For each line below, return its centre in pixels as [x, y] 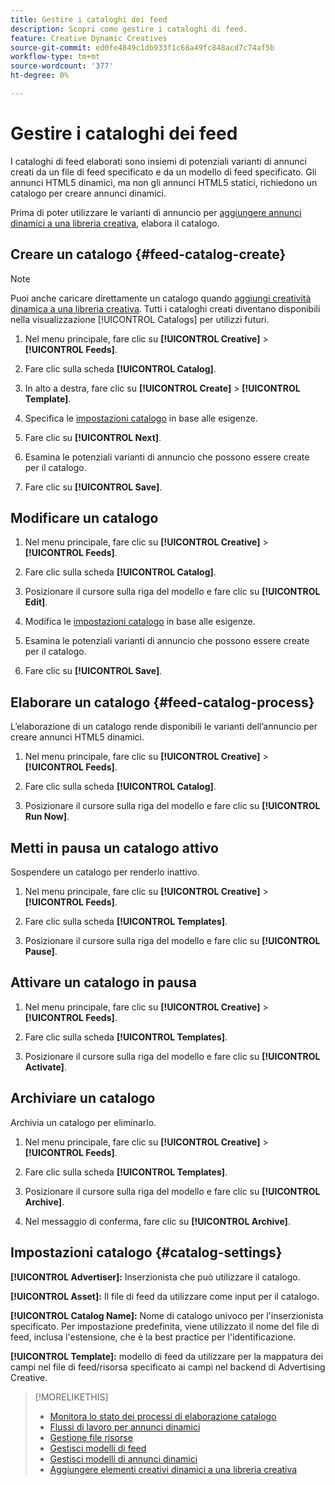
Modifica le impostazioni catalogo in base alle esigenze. [140, 622]
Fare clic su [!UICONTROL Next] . [93, 437]
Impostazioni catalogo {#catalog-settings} [146, 1252]
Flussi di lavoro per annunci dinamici [125, 1427]
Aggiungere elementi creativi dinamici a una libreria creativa [173, 1469]
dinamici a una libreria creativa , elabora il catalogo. [115, 223]
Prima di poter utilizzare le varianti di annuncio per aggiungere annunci [156, 212]
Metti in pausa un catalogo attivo [114, 847]
